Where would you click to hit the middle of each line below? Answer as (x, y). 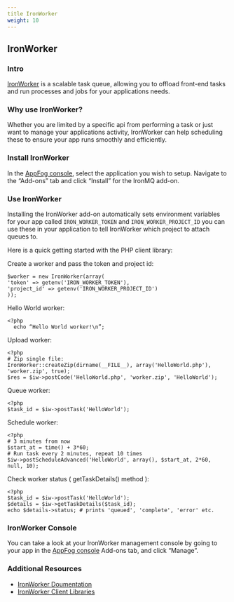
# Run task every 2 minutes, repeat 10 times (75, 454)
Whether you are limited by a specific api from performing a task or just (110, 125)
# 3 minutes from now (39, 442)
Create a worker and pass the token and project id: (81, 264)
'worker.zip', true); (39, 372)
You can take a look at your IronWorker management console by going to (112, 543)
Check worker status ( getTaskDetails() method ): (78, 479)
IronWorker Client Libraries (56, 591)
